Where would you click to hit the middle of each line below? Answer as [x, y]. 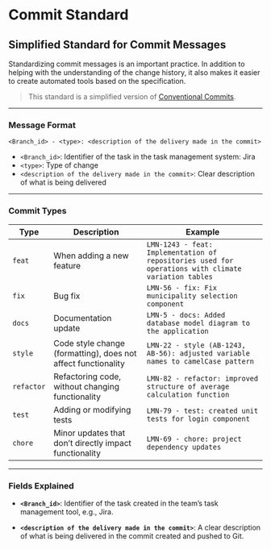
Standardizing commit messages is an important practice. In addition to [127, 64]
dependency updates [184, 447]
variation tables [180, 277]
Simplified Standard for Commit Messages [117, 45]
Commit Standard [69, 15]
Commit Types [38, 211]
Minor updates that [90, 433]
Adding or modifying [92, 410]
